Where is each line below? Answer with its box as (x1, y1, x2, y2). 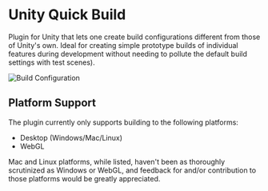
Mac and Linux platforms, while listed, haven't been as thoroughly (8, 157, 226, 166)
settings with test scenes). (8, 58, 95, 67)
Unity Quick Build (8, 6, 126, 24)
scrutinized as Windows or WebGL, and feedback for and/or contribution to (8, 165, 257, 175)
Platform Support (8, 96, 96, 109)
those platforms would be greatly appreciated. (8, 173, 161, 183)
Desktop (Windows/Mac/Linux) (19, 133, 122, 142)
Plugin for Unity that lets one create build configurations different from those (8, 32, 261, 42)
